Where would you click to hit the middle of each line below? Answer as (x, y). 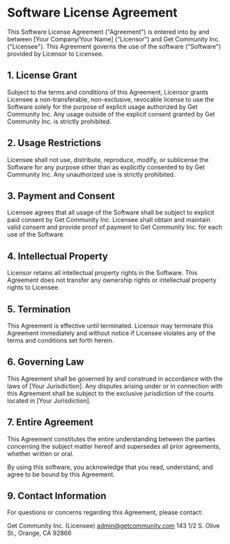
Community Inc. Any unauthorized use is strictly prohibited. (91, 174)
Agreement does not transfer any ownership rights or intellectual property (112, 280)
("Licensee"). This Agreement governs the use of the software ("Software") (114, 46)
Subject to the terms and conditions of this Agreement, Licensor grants (108, 92)
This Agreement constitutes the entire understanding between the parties (111, 439)
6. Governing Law (46, 362)
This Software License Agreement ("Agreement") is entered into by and (108, 32)
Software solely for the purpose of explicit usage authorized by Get (103, 107)
